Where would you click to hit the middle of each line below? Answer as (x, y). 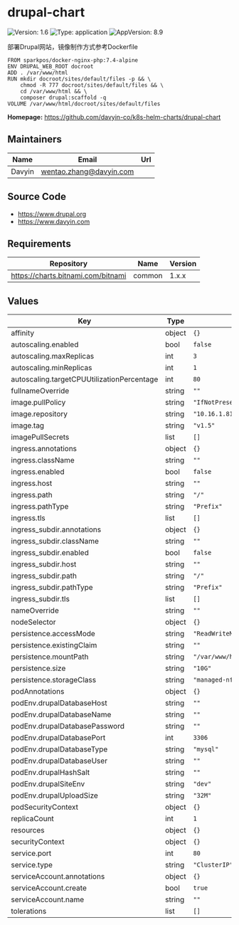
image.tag (28, 425)
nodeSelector (33, 622)
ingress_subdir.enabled (50, 553)
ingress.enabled (38, 472)
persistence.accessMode (53, 634)
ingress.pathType (40, 507)
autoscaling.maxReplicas (53, 356)
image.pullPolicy (38, 403)
